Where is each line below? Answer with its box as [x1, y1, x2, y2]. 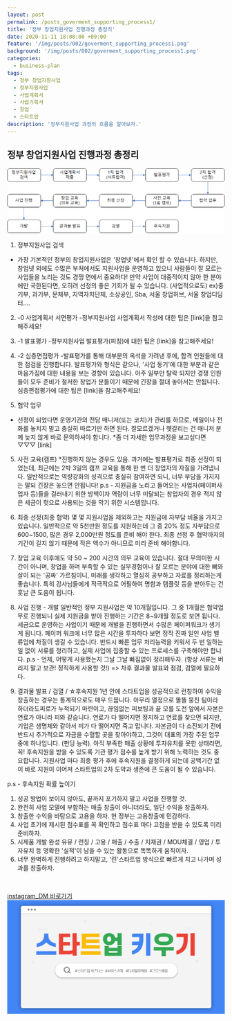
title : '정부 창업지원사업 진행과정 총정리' [7, 26, 116, 33]
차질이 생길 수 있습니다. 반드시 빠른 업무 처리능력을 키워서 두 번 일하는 [35, 637, 224, 646]
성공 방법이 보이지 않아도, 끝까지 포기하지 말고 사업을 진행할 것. [17, 794, 187, 803]
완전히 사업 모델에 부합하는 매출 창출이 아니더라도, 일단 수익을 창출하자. [17, 803, 209, 811]
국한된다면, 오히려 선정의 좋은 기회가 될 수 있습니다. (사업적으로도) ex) [30, 281, 219, 290]
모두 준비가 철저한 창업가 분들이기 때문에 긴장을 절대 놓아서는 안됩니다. [30, 378, 220, 386]
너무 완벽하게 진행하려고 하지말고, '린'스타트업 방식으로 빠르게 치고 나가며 [17, 855, 215, 863]
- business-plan [13, 62, 60, 69]
